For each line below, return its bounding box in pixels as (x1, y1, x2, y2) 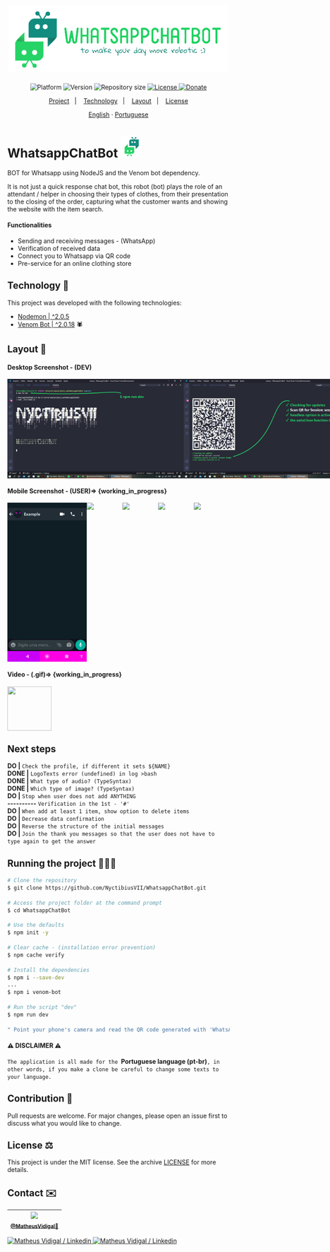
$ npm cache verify (7, 952, 65, 959)
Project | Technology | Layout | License (48, 96, 189, 105)
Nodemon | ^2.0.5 (17, 312, 70, 320)
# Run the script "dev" (7, 1004, 78, 1011)
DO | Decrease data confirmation (7, 814, 104, 823)
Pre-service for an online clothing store (17, 259, 132, 268)
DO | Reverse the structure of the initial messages (7, 821, 164, 831)
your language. (7, 1073, 52, 1080)
